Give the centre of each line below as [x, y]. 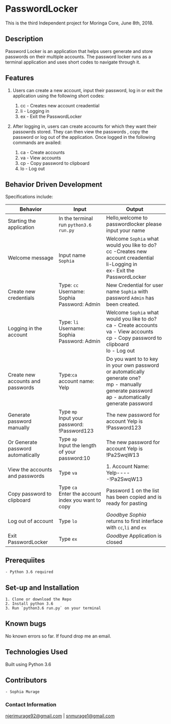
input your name [126, 230]
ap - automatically [128, 397]
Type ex [68, 539]
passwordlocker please [134, 224]
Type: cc [68, 285]
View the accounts [30, 470]
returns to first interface [135, 521]
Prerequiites [25, 560]
